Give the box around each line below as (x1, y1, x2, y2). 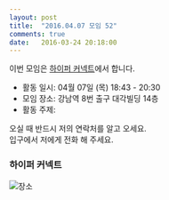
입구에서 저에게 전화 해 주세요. (9, 134, 114, 145)
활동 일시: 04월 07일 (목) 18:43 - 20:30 (21, 82, 161, 93)
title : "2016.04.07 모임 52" (9, 21, 117, 30)
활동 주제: (21, 104, 56, 116)
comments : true (9, 29, 66, 38)
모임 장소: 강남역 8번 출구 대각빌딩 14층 (21, 93, 159, 104)
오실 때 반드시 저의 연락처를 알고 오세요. (9, 124, 147, 134)
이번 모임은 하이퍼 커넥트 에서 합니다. (9, 63, 135, 74)
